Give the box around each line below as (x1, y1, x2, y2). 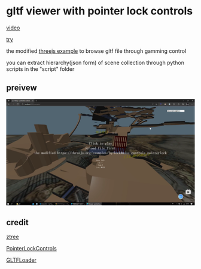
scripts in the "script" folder (6, 65, 75, 73)
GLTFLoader (6, 256, 37, 264)
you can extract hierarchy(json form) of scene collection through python (6, 59, 184, 66)
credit (6, 217, 29, 228)
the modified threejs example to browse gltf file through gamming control (6, 47, 187, 55)
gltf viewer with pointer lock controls (6, 4, 193, 18)
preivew (6, 83, 37, 93)
